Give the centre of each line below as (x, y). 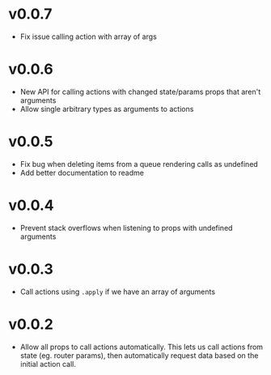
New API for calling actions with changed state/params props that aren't (140, 92)
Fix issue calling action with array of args (89, 36)
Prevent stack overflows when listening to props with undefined (126, 228)
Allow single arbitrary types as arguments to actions (107, 109)
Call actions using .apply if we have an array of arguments (118, 292)
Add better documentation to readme (82, 173)
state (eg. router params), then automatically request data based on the (139, 355)
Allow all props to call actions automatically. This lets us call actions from (142, 347)
